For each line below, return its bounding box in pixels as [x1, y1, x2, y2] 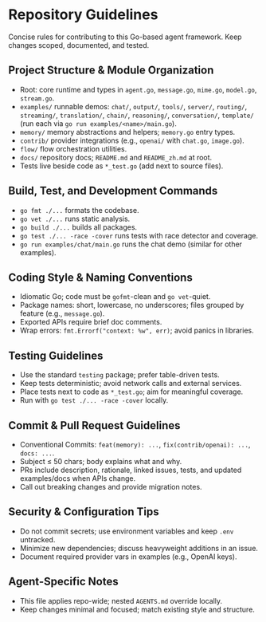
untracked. [19, 534, 56, 544]
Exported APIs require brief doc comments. [19, 317, 162, 327]
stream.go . [19, 93, 55, 103]
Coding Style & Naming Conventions [8, 270, 193, 284]
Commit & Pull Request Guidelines [8, 419, 181, 432]
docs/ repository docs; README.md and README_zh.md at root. [19, 152, 213, 162]
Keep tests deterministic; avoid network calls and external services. [19, 379, 242, 388]
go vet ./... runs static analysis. [19, 214, 131, 223]
